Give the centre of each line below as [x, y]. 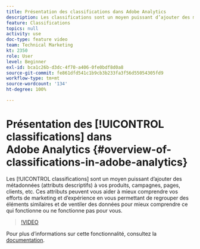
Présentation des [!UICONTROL [85, 124]
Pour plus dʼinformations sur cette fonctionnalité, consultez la [81, 233]
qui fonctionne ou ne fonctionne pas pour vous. [65, 210]
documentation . [26, 240]
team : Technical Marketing [40, 45]
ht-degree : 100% [26, 90]
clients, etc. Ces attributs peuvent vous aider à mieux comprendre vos [92, 191]
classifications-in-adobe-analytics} [97, 162]
